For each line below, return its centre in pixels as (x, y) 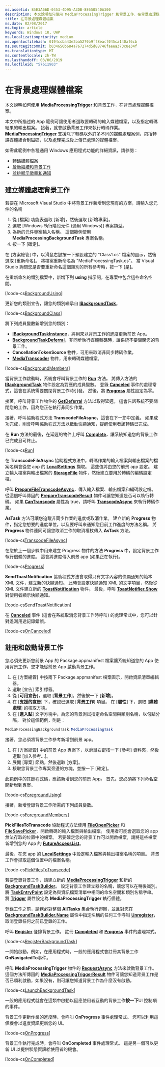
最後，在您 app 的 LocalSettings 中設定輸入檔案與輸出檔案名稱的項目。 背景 (82, 854)
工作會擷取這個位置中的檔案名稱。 (40, 860)
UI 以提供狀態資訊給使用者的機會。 (46, 1049)
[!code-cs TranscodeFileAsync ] (36, 540)
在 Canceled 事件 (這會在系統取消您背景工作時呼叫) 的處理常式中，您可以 (79, 615)
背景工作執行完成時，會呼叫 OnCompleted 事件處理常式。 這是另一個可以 (80, 1043)
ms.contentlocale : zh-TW (30, 55)
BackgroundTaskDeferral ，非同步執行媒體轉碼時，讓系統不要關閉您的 (83, 340)
